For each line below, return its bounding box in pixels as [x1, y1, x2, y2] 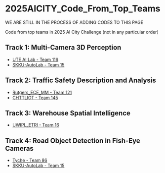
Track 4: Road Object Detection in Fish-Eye [5, 136, 140, 145]
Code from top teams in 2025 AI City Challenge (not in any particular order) [5, 29, 159, 35]
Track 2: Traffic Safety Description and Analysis [5, 76, 157, 85]
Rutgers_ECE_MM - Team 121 [12, 89, 72, 95]
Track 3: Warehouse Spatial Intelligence [5, 109, 131, 117]
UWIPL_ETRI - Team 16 [12, 122, 59, 128]
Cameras [5, 144, 34, 153]
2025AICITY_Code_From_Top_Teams [5, 3, 161, 14]
